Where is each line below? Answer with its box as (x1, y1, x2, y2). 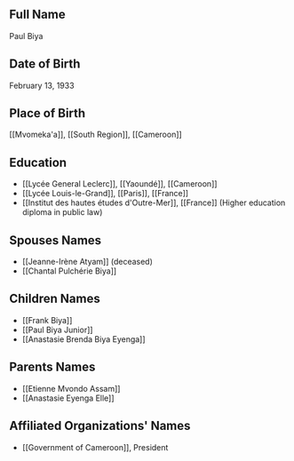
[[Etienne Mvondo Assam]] (21, 383, 121, 393)
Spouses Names (9, 233, 102, 248)
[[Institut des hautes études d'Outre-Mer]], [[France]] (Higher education (21, 197, 286, 208)
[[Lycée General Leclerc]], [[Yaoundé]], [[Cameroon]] (21, 179, 218, 189)
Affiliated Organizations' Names (9, 418, 191, 433)
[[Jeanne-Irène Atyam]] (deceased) (21, 257, 154, 267)
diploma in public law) (21, 207, 103, 218)
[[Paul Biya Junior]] (21, 324, 93, 335)
